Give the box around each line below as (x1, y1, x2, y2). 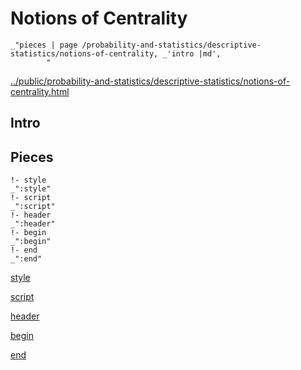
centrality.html (10, 85, 70, 97)
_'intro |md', (162, 48, 222, 59)
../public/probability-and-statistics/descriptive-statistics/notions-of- (10, 75, 291, 87)
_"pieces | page (10, 40, 78, 50)
